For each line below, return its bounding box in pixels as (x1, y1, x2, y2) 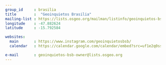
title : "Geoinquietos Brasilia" (5, 12, 92, 17)
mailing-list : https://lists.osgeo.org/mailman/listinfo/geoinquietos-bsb (5, 16, 165, 21)
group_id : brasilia (5, 7, 56, 12)
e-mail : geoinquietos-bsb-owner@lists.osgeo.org (5, 52, 123, 57)
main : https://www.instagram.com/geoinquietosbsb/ (9, 39, 132, 44)
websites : (5, 34, 26, 39)
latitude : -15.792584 (5, 26, 61, 31)
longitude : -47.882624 (5, 21, 61, 26)
